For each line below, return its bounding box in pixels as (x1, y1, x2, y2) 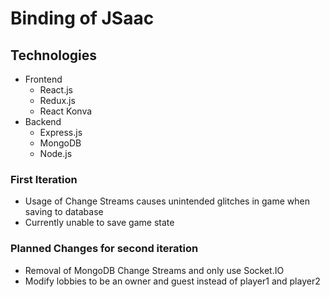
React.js (39, 84, 73, 96)
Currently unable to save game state (24, 217, 175, 229)
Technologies (10, 47, 98, 64)
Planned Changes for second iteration (10, 242, 199, 256)
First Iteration (10, 172, 78, 186)
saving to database (24, 206, 104, 218)
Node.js (39, 148, 73, 159)
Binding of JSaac (10, 7, 155, 30)
